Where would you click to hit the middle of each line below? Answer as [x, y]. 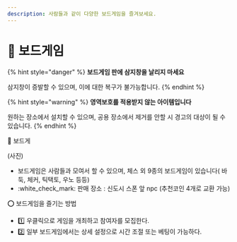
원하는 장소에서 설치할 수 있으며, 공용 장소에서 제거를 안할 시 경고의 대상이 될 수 [117, 116]
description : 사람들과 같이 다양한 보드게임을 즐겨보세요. [82, 14]
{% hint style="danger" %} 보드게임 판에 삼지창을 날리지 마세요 [96, 72]
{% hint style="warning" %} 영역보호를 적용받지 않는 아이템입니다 [99, 102]
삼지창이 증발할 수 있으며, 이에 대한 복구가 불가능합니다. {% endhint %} [106, 87]
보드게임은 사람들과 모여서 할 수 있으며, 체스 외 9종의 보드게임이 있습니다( [119, 171]
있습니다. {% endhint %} [42, 126]
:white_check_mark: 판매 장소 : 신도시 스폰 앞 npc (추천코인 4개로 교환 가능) [124, 188]
